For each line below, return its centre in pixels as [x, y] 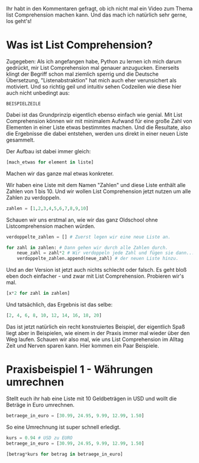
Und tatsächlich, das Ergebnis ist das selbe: [59, 305]
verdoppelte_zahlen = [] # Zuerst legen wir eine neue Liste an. [88, 237]
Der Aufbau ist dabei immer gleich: [49, 151]
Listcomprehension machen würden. [51, 226]
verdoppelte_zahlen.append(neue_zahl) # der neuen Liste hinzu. [98, 259]
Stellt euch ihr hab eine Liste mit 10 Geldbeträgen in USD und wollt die [92, 398]
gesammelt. [20, 140]
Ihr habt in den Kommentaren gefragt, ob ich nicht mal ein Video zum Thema [99, 9]
